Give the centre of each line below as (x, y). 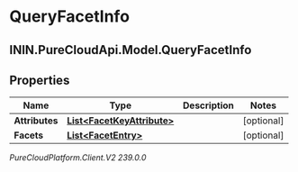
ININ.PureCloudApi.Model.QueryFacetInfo (131, 50)
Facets (29, 135)
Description (208, 105)
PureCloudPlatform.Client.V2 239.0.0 (78, 158)
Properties (40, 80)
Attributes (36, 121)
